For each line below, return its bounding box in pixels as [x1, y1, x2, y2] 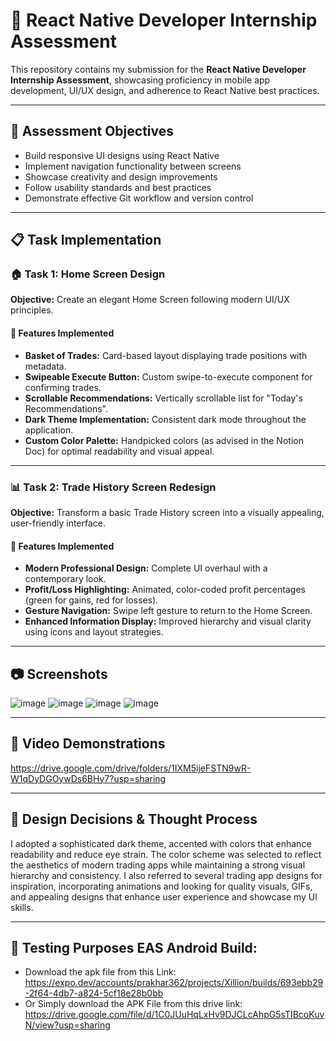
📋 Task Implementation [10, 232, 162, 249]
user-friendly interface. [10, 517, 107, 529]
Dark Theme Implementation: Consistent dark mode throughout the [24, 413, 307, 425]
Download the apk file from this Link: [24, 966, 177, 978]
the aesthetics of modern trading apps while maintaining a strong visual [10, 859, 306, 871]
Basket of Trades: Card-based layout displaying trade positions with [24, 349, 308, 361]
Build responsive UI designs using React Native [24, 149, 220, 161]
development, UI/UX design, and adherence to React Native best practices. [10, 84, 320, 96]
